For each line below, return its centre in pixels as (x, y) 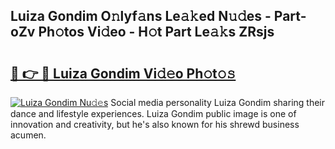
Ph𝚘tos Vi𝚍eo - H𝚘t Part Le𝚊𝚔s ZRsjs (156, 32)
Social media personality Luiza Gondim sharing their (217, 102)
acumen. (28, 135)
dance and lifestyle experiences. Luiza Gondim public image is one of (153, 113)
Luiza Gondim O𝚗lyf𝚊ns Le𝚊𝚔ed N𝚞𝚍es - (141, 16)
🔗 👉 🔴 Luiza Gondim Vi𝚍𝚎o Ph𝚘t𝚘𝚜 (123, 73)
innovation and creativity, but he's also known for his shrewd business (155, 124)
